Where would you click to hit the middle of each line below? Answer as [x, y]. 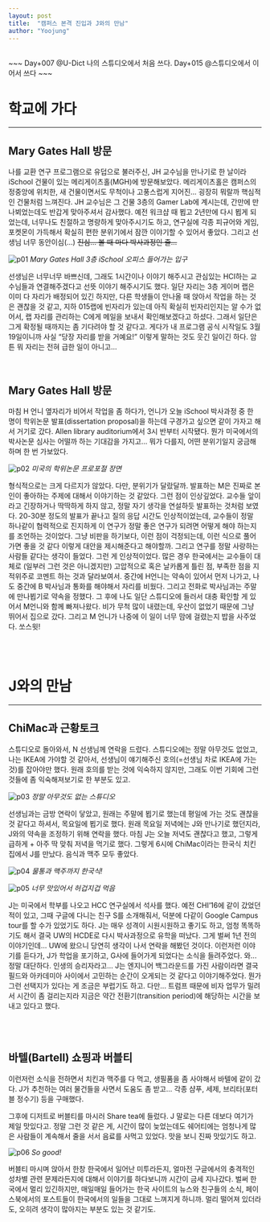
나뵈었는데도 [28, 212]
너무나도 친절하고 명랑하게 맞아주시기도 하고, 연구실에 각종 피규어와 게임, [145, 222]
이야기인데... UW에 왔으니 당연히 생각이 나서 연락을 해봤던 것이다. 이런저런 [125, 945]
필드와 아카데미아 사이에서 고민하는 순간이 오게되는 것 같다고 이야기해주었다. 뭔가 [135, 976]
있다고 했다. [41, 1005]
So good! [47, 1152]
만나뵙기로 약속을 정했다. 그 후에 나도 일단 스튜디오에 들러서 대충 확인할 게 [132, 596]
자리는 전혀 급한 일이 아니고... [72, 347]
